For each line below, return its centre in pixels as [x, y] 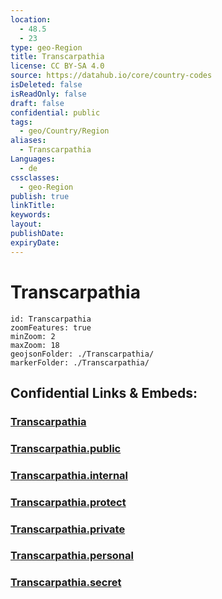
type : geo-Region [46, 47]
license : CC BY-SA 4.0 [57, 66]
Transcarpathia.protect [68, 502]
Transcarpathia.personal [72, 556]
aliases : [28, 141]
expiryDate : [35, 242]
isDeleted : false [46, 85]
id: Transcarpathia [51, 319]
